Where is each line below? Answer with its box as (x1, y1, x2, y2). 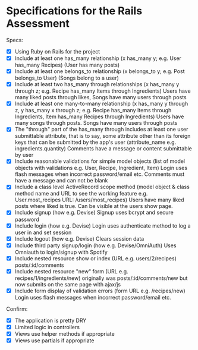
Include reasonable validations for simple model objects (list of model (14, 157, 186, 165)
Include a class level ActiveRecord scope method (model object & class (14, 183, 190, 191)
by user (14, 152, 34, 159)
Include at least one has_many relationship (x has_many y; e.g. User (14, 55, 181, 62)
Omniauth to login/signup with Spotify (14, 248, 108, 256)
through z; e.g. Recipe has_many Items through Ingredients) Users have (14, 87, 191, 94)
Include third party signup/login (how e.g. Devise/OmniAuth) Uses (14, 242, 177, 249)
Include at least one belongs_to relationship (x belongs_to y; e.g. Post (14, 68, 185, 75)
